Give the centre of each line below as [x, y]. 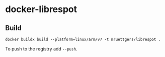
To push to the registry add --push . [41, 49]
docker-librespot [41, 9]
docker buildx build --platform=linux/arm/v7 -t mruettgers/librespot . [83, 39]
